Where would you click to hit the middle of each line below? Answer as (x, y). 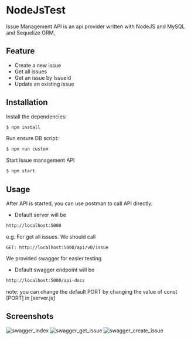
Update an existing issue (44, 84)
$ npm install (23, 127)
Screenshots (30, 316)
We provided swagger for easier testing (54, 258)
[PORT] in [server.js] (31, 298)
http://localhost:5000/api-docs (45, 280)
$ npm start (21, 171)
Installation (27, 102)
